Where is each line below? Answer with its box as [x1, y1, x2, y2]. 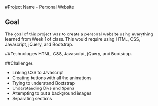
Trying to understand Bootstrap [12, 80, 75, 86]
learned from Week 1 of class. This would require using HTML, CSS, [5, 36, 141, 42]
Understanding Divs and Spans [12, 85, 74, 91]
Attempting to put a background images [12, 90, 92, 96]
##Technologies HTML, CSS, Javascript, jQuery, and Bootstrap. [5, 51, 132, 56]
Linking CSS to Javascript [12, 70, 64, 75]
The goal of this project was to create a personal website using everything [5, 31, 154, 37]
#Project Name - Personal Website [5, 4, 74, 10]
